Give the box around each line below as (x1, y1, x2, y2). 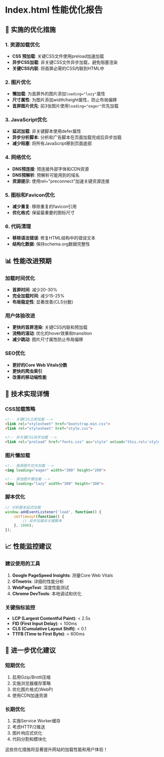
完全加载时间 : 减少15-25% (12, 293, 65, 299)
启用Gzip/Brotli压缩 (12, 674, 51, 680)
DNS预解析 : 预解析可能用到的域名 (12, 172, 80, 178)
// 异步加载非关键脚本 (22, 518, 62, 523)
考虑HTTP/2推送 (12, 724, 45, 730)
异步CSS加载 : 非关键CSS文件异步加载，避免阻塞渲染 (12, 59, 118, 65)
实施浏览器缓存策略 (12, 680, 51, 686)
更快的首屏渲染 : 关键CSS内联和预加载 (12, 324, 88, 330)
